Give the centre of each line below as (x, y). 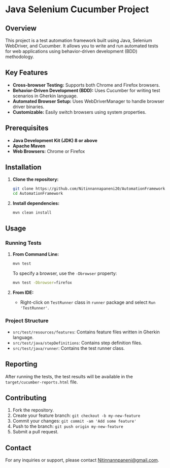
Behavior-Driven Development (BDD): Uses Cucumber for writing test (86, 90)
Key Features (27, 73)
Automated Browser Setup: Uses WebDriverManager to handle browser (88, 101)
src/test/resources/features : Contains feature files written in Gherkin (86, 332)
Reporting (21, 364)
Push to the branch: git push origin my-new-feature (68, 426)
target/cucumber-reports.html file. (42, 382)
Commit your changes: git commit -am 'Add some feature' (75, 421)
